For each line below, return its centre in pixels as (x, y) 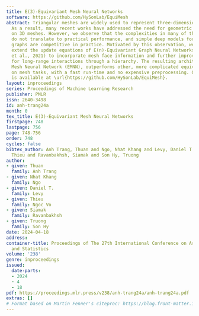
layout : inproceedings (34, 84)
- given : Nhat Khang (32, 177)
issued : (16, 265)
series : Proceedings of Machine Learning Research (70, 89)
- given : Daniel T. (30, 188)
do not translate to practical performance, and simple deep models (98, 39)
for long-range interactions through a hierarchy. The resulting (94, 61)
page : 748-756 (24, 133)
